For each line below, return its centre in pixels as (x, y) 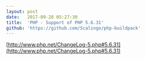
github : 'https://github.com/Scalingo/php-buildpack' (74, 28)
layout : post (22, 11)
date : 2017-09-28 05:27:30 (42, 17)
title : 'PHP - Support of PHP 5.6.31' (55, 22)
